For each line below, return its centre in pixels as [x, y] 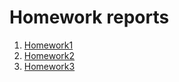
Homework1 [48, 45]
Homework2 [49, 55]
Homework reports [89, 17]
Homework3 [49, 66]
